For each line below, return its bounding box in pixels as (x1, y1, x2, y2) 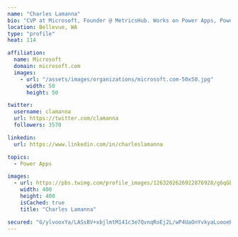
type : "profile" (7, 30, 55, 37)
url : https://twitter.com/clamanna (13, 115, 119, 122)
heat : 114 (7, 37, 37, 44)
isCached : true (20, 199, 65, 206)
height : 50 (25, 89, 59, 96)
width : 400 (20, 186, 52, 193)
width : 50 (25, 82, 55, 89)
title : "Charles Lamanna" (20, 206, 97, 213)
